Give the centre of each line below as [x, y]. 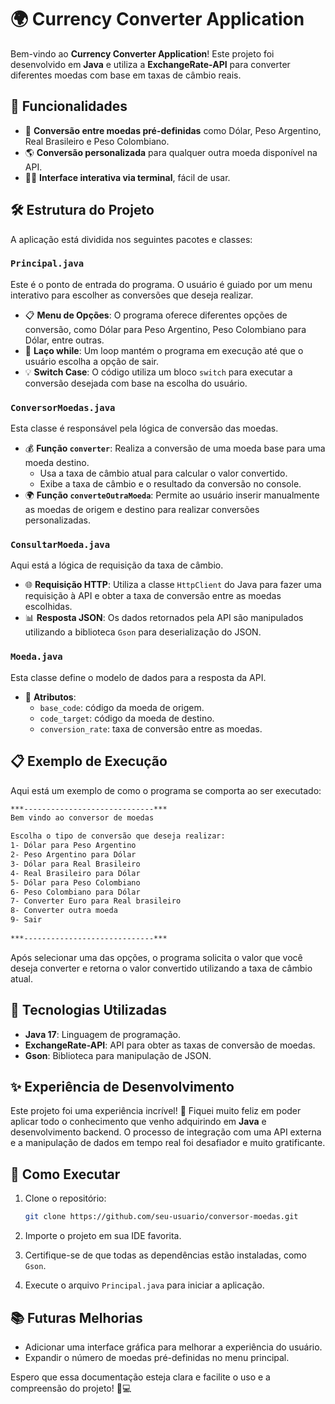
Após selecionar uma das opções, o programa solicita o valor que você [156, 957]
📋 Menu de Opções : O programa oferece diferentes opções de [156, 315]
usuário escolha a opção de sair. [91, 361]
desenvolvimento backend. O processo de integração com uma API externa [166, 1132]
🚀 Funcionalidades [69, 106]
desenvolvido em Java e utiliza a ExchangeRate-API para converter [150, 64]
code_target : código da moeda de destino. [127, 718]
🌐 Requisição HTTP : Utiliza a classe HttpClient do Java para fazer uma [173, 585]
